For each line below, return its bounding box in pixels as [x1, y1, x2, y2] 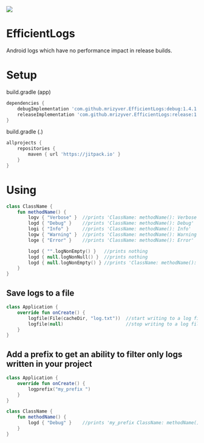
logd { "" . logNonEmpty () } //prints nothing [28, 248, 148, 254]
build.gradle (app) [6, 88, 52, 96]
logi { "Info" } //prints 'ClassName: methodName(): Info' [28, 226, 191, 232]
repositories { [17, 146, 56, 152]
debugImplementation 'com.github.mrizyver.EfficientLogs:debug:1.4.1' [17, 105, 200, 112]
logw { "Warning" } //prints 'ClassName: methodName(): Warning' [28, 232, 200, 238]
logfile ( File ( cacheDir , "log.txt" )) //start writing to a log [28, 315, 191, 321]
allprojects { [6, 140, 42, 146]
